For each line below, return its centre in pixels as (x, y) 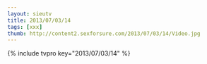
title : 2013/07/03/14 (39, 20)
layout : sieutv (30, 14)
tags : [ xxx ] (25, 27)
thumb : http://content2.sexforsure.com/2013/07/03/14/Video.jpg (104, 33)
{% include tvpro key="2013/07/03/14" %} (69, 53)
